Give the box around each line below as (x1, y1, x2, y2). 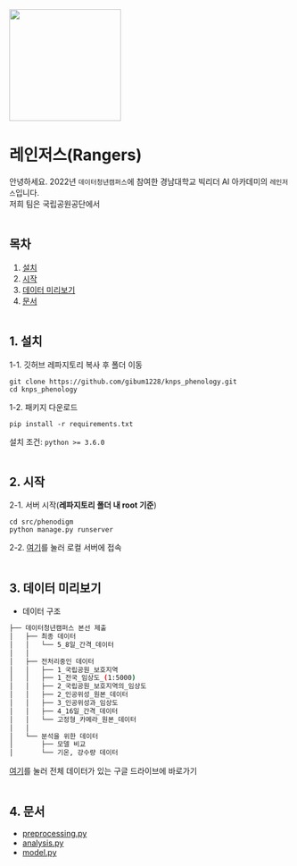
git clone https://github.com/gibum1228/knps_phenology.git (9, 377, 238, 386)
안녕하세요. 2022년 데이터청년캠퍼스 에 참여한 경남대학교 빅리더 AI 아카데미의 (9, 176, 268, 187)
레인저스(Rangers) (9, 145, 143, 165)
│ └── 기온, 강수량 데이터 (9, 748, 119, 758)
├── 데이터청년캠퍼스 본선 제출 (9, 624, 107, 633)
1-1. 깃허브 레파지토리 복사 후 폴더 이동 (9, 359, 143, 370)
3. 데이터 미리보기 (9, 580, 102, 595)
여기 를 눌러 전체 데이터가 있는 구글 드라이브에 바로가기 (9, 766, 198, 777)
